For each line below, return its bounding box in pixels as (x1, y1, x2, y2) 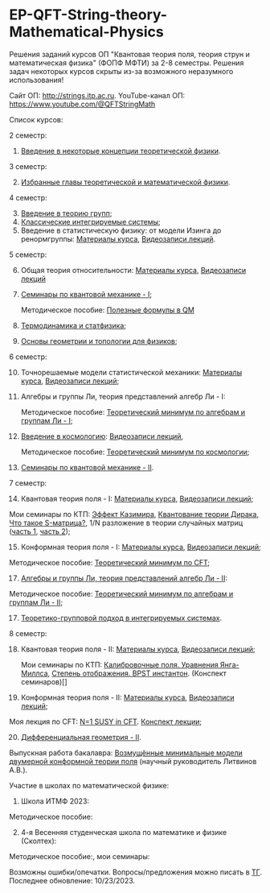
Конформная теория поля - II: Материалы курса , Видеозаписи (20, 692, 235, 702)
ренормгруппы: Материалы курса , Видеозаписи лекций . (20, 234, 216, 243)
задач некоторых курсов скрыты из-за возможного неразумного (9, 66, 234, 76)
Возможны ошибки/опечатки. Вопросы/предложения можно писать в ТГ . (9, 867, 263, 877)
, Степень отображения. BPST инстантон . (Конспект (47, 668, 227, 678)
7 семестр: (9, 478, 47, 488)
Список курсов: (9, 114, 63, 124)
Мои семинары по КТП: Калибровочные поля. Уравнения (20, 659, 219, 669)
